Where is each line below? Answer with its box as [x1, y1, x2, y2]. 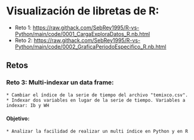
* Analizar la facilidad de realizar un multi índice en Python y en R [6, 128, 188, 134]
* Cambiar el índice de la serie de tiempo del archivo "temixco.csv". [6, 92, 188, 98]
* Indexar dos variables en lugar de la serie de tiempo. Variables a [6, 97, 186, 103]
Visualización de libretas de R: [6, 4, 159, 18]
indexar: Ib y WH [6, 102, 50, 108]
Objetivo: [6, 115, 30, 122]
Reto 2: [14, 36, 33, 44]
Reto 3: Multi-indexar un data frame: [6, 78, 115, 87]
